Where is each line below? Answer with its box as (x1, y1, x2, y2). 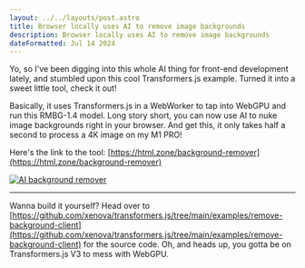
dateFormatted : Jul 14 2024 (9, 38, 116, 48)
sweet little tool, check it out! (9, 83, 117, 94)
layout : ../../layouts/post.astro (9, 13, 141, 23)
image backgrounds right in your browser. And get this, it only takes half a (9, 120, 286, 131)
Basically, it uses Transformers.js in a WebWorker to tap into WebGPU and (9, 101, 287, 112)
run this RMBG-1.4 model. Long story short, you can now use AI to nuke (9, 110, 278, 121)
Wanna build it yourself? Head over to (9, 201, 151, 212)
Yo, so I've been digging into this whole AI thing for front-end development (9, 64, 289, 74)
